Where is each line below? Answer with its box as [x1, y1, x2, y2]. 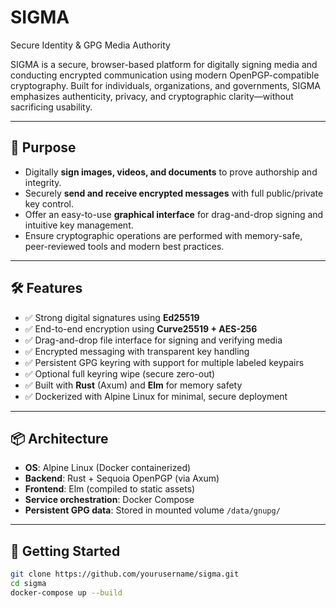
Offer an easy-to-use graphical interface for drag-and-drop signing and [24, 208, 324, 220]
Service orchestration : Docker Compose [24, 494, 195, 506]
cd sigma [10, 579, 47, 589]
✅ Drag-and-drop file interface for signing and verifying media [24, 334, 283, 346]
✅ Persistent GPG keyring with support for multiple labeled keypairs [24, 356, 305, 368]
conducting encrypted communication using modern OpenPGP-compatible [10, 69, 320, 81]
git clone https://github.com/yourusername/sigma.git [10, 569, 240, 580]
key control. [24, 197, 74, 210]
